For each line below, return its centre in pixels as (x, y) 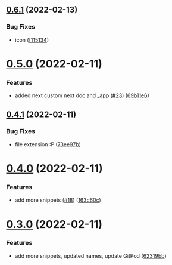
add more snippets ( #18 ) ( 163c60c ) (58, 200)
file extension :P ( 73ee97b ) (48, 144)
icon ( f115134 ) (32, 40)
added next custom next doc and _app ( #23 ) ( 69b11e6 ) (82, 95)
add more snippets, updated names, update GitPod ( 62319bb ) (90, 255)
